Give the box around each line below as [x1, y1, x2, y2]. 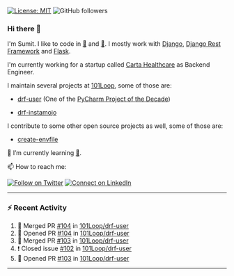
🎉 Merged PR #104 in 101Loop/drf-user [17, 221, 129, 229]
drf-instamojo [17, 108, 57, 117]
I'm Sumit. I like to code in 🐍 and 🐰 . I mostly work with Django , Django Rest [7, 40, 221, 48]
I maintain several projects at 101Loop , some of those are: [7, 81, 172, 90]
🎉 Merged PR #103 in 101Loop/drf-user [17, 236, 129, 245]
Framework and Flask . [7, 47, 71, 56]
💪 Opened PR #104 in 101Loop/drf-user [17, 229, 130, 237]
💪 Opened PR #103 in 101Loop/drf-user [17, 254, 130, 262]
